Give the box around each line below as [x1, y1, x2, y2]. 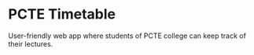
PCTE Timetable [8, 5, 116, 23]
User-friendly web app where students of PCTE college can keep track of [8, 31, 246, 40]
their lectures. [8, 39, 53, 48]
